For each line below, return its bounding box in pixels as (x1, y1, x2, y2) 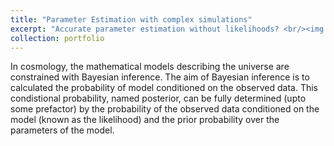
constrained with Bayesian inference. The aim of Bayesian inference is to (10, 71, 310, 83)
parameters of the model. (10, 124, 115, 136)
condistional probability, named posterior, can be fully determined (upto (10, 92, 307, 105)
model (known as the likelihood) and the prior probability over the (10, 114, 280, 126)
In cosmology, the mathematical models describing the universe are (10, 61, 290, 73)
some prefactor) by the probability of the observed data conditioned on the (10, 103, 320, 115)
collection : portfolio (10, 33, 105, 43)
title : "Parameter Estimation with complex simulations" (10, 14, 253, 25)
